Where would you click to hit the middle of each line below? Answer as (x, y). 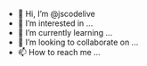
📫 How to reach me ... (59, 52)
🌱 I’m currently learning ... (65, 33)
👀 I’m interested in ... (55, 23)
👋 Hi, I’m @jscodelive (56, 14)
